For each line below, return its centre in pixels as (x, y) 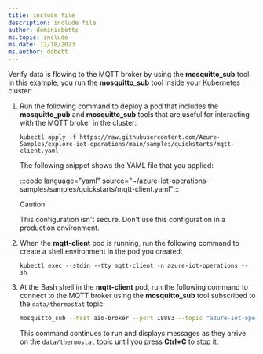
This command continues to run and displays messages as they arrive (133, 333)
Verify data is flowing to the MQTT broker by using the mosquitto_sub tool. (130, 74)
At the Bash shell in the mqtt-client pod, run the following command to (134, 287)
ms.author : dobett (38, 52)
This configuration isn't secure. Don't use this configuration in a (122, 219)
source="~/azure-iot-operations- (155, 181)
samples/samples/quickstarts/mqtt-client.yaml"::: (99, 189)
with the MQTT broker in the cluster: (78, 123)
